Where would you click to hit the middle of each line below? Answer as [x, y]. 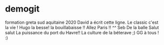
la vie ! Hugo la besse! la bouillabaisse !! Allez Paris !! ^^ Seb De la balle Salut [82, 27]
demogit [22, 9]
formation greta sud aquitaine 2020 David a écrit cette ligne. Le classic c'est [82, 22]
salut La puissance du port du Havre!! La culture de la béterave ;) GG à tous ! [82, 32]
